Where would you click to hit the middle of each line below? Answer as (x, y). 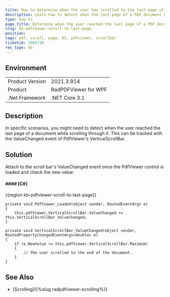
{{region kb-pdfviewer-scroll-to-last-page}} (51, 195)
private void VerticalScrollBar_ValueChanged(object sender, (71, 231)
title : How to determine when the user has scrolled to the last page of (85, 10)
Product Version (27, 81)
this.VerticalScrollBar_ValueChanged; (46, 218)
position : (16, 33)
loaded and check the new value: (40, 172)
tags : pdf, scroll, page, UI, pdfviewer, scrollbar (61, 38)
